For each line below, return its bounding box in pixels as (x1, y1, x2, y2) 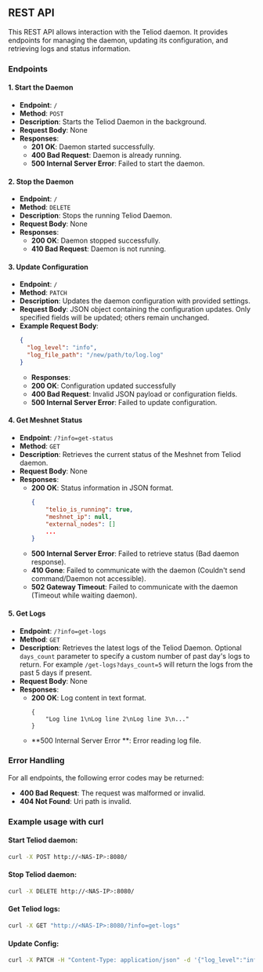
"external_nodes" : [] (45, 520, 116, 528)
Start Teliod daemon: (8, 835, 78, 845)
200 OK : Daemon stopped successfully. (31, 236, 160, 246)
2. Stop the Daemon (8, 177, 74, 186)
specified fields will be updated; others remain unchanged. (19, 313, 210, 323)
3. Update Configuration (8, 262, 88, 272)
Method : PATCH (19, 288, 68, 298)
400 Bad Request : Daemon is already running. (31, 150, 182, 159)
